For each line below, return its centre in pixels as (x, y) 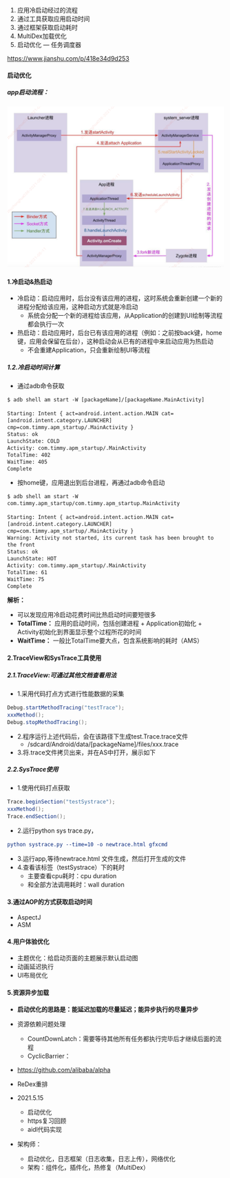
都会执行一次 (45, 324)
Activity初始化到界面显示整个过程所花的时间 (79, 632)
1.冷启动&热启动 (30, 281)
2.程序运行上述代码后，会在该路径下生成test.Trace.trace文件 (102, 736)
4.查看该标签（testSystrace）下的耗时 (71, 867)
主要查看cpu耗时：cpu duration (72, 875)
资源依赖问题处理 (41, 1024)
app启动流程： (28, 93)
